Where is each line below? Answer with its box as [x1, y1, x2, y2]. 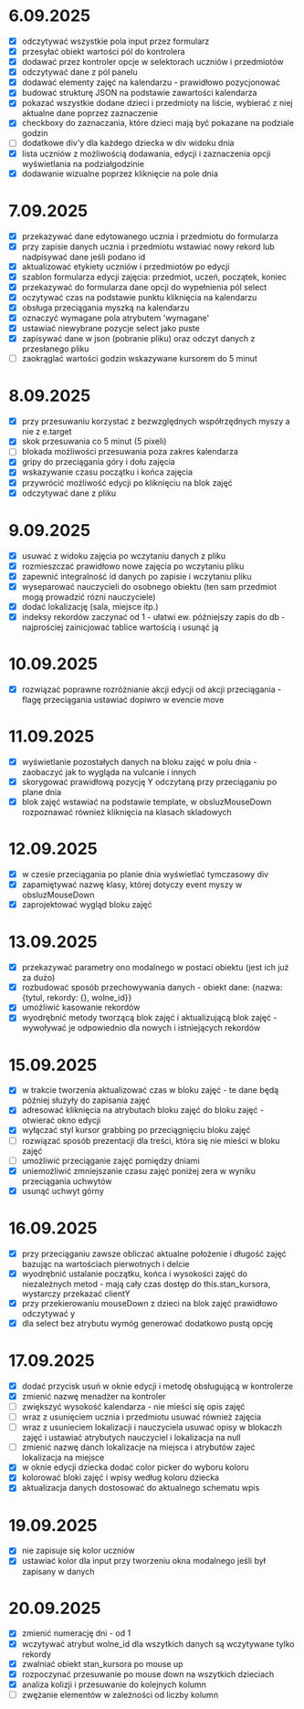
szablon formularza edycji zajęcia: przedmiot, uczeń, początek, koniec [21, 271, 287, 282]
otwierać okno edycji [21, 1115, 101, 1126]
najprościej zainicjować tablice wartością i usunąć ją [21, 622, 219, 633]
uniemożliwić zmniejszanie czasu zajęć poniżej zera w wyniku [21, 1165, 257, 1176]
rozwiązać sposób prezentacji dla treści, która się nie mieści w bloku [21, 1135, 280, 1146]
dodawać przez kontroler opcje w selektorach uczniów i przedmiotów [21, 57, 284, 68]
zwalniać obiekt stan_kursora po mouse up [21, 1658, 183, 1669]
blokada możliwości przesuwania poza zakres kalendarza [21, 446, 239, 457]
